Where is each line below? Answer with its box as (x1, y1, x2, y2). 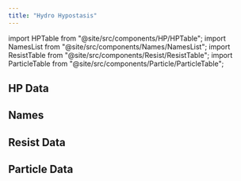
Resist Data (8, 136, 66, 149)
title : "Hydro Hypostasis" (8, 11, 98, 20)
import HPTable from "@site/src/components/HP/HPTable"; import (8, 33, 226, 43)
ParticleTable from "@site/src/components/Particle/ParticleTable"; (8, 59, 224, 68)
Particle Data (8, 163, 74, 176)
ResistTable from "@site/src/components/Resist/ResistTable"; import (8, 50, 233, 60)
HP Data (8, 82, 49, 95)
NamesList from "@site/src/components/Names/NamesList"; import (8, 41, 231, 52)
